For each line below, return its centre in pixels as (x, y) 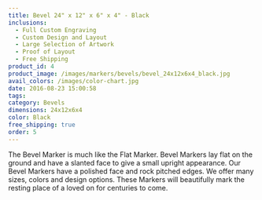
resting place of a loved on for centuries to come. (88, 187)
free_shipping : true (42, 125)
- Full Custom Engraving (56, 30)
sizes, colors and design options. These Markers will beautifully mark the (127, 179)
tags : (17, 96)
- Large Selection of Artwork (65, 45)
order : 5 (22, 132)
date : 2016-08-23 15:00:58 (52, 88)
